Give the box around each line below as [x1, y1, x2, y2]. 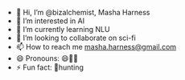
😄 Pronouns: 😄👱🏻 [15, 54, 79, 63]
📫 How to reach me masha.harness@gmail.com [15, 42, 177, 51]
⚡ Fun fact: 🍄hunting [15, 62, 84, 72]
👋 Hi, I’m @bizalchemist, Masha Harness [15, 8, 150, 17]
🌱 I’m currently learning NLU [15, 25, 110, 34]
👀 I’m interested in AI [15, 16, 85, 26]
